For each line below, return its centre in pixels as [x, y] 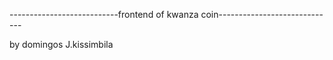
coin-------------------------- [262, 14]
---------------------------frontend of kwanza [104, 14]
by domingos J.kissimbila [61, 44]
